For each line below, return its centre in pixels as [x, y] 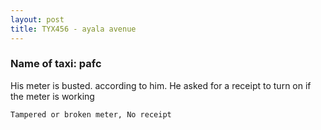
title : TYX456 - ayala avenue [73, 29]
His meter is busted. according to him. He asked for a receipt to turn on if [161, 85]
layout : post [37, 19]
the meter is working [52, 96]
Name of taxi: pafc [56, 64]
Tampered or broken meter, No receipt [91, 114]
